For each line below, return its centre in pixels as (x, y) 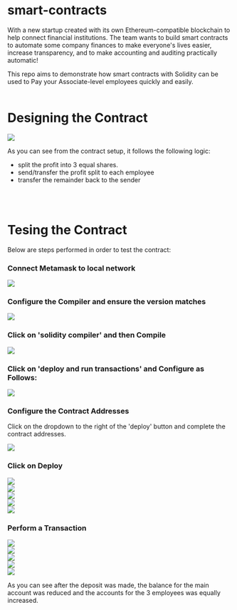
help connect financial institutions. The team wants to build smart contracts (118, 37)
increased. (23, 600)
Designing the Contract (78, 118)
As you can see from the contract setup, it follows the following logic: (109, 151)
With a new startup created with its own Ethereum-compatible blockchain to (119, 30)
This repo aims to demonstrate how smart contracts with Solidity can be (113, 74)
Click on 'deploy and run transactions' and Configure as (106, 369)
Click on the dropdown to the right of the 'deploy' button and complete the (116, 426)
